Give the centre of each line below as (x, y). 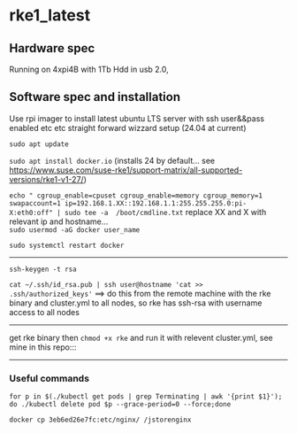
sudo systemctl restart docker (67, 245)
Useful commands (49, 378)
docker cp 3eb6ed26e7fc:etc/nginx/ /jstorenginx (100, 420)
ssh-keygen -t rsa (43, 269)
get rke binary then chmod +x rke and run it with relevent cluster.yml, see (141, 337)
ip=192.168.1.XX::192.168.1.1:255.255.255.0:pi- (156, 203)
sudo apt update (39, 144)
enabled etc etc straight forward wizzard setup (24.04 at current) (128, 128)
